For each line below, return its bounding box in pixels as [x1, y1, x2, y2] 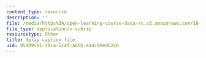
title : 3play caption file [6, 37, 75, 43]
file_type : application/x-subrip [6, 25, 92, 32]
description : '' [6, 14, 48, 21]
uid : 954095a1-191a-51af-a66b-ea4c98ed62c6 [6, 43, 120, 49]
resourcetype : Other [6, 31, 59, 37]
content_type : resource [6, 8, 67, 15]
